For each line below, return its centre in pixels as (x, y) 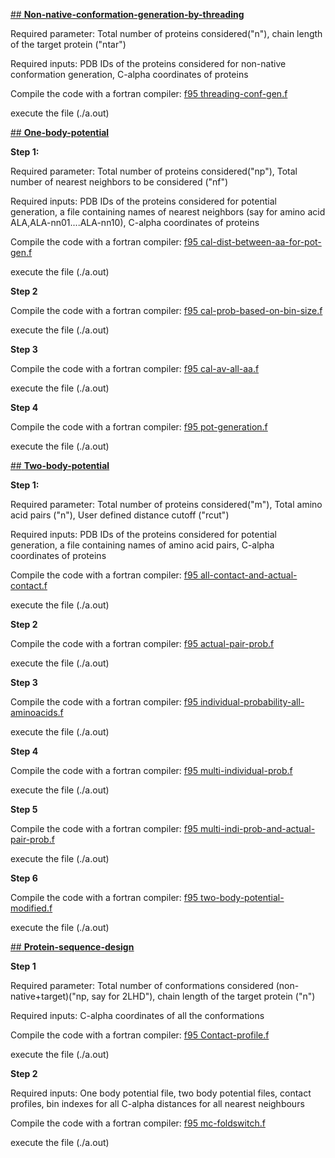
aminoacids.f (37, 712)
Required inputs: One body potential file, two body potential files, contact (161, 1093)
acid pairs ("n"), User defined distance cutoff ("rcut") (120, 515)
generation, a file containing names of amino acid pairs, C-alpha (142, 545)
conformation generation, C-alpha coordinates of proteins (129, 74)
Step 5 (24, 809)
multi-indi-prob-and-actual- (257, 828)
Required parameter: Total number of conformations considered (142, 985)
